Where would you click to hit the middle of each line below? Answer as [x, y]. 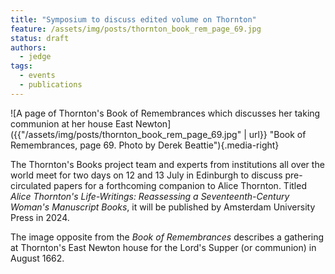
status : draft [40, 38]
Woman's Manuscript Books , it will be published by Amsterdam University [163, 207]
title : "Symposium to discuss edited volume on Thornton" [133, 19]
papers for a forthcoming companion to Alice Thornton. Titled [180, 185]
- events [37, 76]
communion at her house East [72, 123]
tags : [21, 66]
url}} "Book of [277, 134]
